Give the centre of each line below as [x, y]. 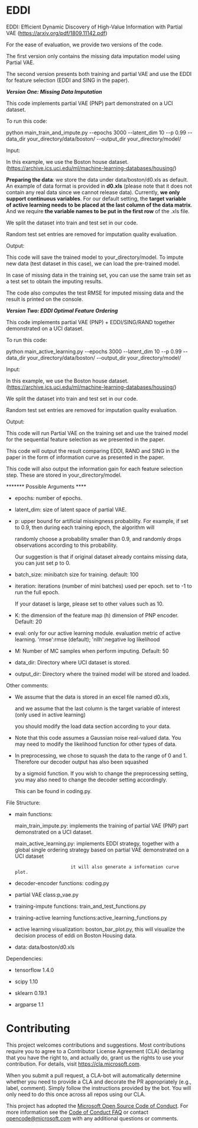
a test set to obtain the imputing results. [54, 281]
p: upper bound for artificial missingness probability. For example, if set [101, 521]
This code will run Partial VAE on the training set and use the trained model [97, 433]
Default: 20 [28, 622]
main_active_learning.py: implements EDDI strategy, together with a [97, 843]
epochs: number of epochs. [48, 498]
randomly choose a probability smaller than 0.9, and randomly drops [98, 538]
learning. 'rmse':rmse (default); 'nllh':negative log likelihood [87, 639]
